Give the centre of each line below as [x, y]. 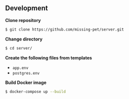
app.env [20, 68]
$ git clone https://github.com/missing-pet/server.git [64, 29]
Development [27, 8]
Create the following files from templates [49, 57]
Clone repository [23, 20]
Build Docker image [26, 82]
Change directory [24, 39]
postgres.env [26, 73]
